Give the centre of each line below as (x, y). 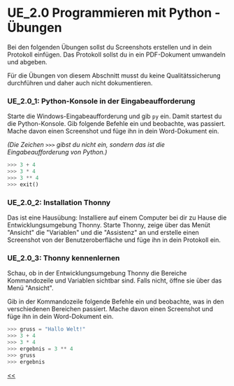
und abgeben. (27, 62)
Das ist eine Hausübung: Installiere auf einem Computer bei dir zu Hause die (117, 217)
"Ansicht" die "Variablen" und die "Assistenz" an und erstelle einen (103, 233)
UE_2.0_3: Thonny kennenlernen (64, 258)
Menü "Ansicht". (30, 288)
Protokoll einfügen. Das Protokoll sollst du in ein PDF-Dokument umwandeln (116, 55)
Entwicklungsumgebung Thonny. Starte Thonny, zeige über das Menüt (109, 225)
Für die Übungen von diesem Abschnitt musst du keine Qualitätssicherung (114, 76)
